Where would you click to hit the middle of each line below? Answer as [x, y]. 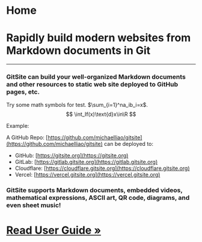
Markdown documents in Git [78, 51]
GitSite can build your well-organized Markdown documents [96, 77]
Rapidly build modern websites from [99, 38]
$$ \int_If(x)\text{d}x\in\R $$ [101, 114]
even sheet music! [34, 205]
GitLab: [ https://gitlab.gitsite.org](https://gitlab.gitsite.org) [86, 162]
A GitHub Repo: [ [27, 138]
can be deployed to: [129, 144]
